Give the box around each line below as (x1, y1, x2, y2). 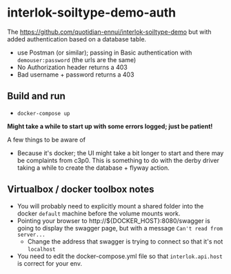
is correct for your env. (17, 259, 83, 267)
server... (17, 231, 46, 238)
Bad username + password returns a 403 (17, 70, 134, 79)
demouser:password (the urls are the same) (17, 55, 137, 63)
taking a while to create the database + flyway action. (17, 164, 170, 172)
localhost (27, 246, 57, 253)
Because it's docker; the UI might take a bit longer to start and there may (17, 148, 224, 157)
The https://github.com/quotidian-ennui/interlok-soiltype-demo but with (7, 28, 212, 36)
